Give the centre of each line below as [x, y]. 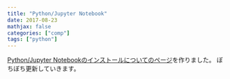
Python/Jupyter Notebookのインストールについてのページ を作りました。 [111, 60]
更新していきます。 [53, 69]
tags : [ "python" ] [32, 39]
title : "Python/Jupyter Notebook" [58, 14]
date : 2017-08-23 [32, 20]
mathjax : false [29, 26]
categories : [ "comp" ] [39, 33]
